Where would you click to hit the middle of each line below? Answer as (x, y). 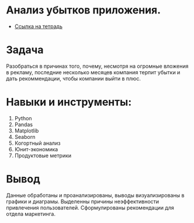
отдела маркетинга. (31, 214)
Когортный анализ (37, 143)
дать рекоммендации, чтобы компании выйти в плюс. (74, 78)
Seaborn (25, 137)
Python (23, 118)
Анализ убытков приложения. (84, 10)
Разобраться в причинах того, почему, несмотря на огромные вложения (97, 66)
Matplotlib (27, 130)
